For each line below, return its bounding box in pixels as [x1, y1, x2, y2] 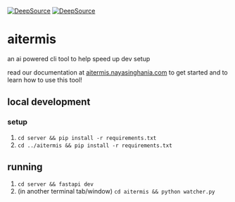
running [7, 161, 43, 173]
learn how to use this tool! [7, 75, 82, 84]
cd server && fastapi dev [17, 181, 94, 188]
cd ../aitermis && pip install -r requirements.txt [17, 141, 172, 149]
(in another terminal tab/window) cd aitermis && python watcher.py [17, 187, 216, 196]
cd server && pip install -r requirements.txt [17, 134, 157, 141]
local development [7, 96, 91, 108]
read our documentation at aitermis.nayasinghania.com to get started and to [7, 68, 228, 77]
